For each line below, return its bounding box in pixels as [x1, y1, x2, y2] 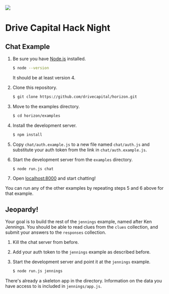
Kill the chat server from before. [12, 239, 79, 245]
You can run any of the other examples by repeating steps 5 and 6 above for [5, 185, 164, 191]
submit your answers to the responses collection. [5, 229, 106, 235]
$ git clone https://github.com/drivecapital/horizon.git [12, 94, 137, 99]
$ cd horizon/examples [12, 113, 61, 118]
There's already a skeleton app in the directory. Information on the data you [5, 278, 162, 284]
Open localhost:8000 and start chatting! [12, 175, 96, 182]
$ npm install [12, 132, 42, 137]
